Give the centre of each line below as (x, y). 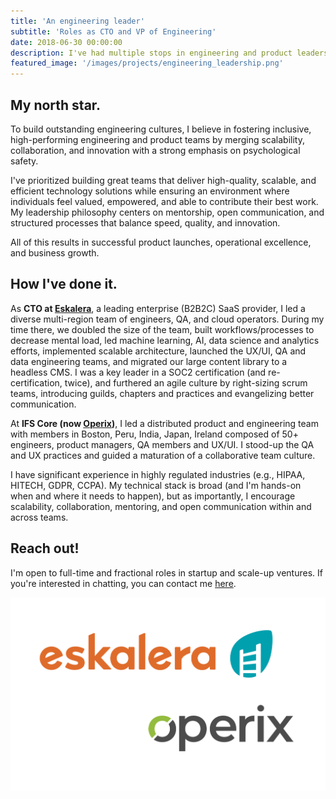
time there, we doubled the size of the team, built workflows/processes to (162, 329)
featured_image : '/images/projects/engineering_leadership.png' (147, 63)
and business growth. (55, 252)
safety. (24, 161)
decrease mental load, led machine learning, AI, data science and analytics (165, 340)
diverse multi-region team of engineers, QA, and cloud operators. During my (167, 319)
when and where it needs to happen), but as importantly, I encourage (153, 496)
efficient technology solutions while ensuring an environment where (150, 191)
